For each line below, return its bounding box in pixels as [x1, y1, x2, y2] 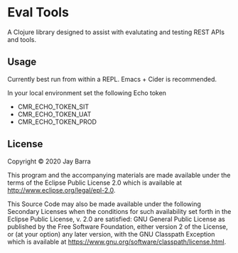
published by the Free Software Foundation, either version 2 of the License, [7, 222, 229, 231]
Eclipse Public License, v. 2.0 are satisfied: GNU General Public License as [7, 215, 225, 223]
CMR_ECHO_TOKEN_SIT [17, 102, 90, 111]
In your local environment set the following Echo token [7, 88, 167, 97]
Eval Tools [7, 4, 70, 21]
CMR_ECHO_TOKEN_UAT [17, 109, 92, 118]
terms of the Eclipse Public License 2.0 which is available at [7, 178, 183, 187]
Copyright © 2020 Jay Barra [7, 157, 91, 166]
